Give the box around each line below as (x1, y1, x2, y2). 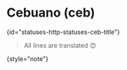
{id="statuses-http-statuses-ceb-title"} (6, 28, 121, 36)
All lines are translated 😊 (23, 41, 97, 49)
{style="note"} (6, 54, 49, 63)
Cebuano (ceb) (6, 5, 95, 21)
